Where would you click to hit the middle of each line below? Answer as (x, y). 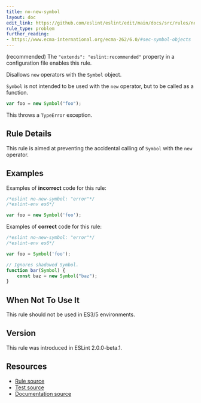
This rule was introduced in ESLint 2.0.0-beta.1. (64, 347)
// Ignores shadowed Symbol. (42, 265)
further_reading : (28, 34)
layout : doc (21, 17)
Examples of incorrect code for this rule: (56, 188)
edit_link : (20, 23)
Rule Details (29, 134)
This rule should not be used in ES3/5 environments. (71, 314)
